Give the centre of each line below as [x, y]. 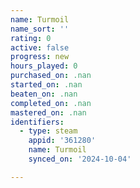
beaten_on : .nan [44, 94]
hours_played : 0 [44, 66]
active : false [40, 47]
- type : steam [48, 131]
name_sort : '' [40, 29]
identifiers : [37, 122]
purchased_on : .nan [51, 76]
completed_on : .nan [51, 103]
